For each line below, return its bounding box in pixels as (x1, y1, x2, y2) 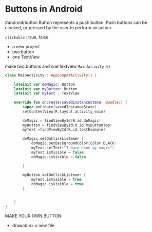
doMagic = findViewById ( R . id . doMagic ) (22, 118, 101, 123)
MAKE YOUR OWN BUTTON (5, 213, 62, 219)
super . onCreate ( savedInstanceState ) (22, 105, 97, 110)
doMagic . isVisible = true (31, 181, 84, 186)
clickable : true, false (5, 34, 49, 40)
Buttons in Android (5, 3, 83, 15)
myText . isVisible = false (31, 150, 84, 155)
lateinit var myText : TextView (14, 91, 79, 96)
